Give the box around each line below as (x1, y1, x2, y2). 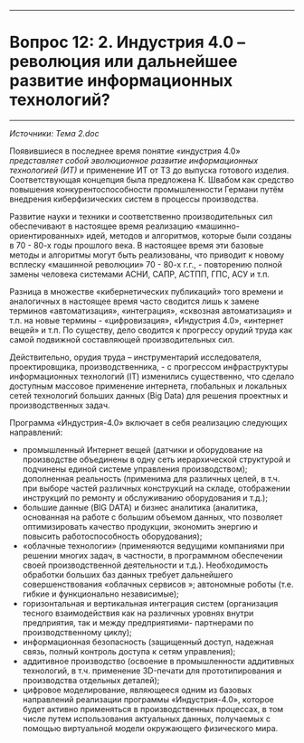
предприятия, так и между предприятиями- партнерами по (22, 616, 254, 628)
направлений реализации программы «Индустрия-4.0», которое (22, 693, 274, 705)
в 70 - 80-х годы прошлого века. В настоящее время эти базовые (9, 240, 264, 250)
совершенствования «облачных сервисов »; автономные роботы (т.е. (22, 578, 294, 589)
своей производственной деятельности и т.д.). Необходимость (22, 560, 269, 570)
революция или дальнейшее (9, 52, 238, 72)
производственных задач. (9, 400, 110, 410)
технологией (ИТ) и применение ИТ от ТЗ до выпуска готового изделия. (9, 165, 290, 175)
